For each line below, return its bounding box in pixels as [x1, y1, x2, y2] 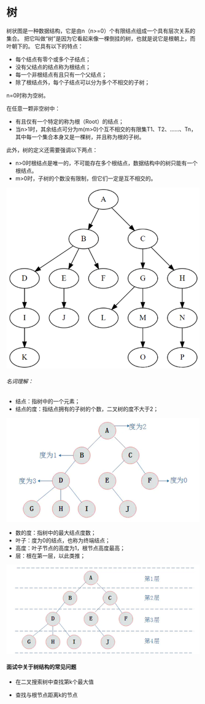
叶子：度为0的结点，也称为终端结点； [15, 537, 110, 544]
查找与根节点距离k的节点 [15, 691, 78, 698]
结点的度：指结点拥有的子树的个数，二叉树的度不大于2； [15, 405, 159, 413]
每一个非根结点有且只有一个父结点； [15, 71, 107, 78]
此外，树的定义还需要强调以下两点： [6, 146, 98, 154]
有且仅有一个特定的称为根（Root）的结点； [15, 117, 124, 125]
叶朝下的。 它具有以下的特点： [6, 42, 83, 50]
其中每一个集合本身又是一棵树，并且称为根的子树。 [15, 133, 145, 140]
